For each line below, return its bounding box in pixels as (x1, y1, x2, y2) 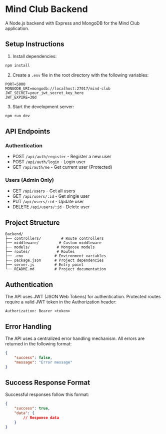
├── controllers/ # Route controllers (5, 236, 104, 241)
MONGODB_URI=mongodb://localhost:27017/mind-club (5, 86, 111, 91)
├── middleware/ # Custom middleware (5, 240, 101, 246)
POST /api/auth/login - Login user (12, 159, 86, 165)
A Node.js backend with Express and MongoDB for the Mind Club (5, 20, 140, 26)
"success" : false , (14, 355, 52, 360)
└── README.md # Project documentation (5, 267, 106, 272)
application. (5, 25, 29, 31)
